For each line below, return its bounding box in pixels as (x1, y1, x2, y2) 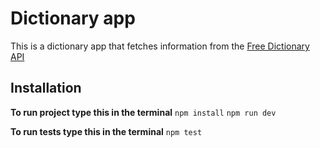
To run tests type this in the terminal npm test (10, 125, 203, 137)
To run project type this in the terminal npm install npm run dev (10, 106, 277, 118)
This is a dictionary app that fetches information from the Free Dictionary (10, 40, 310, 52)
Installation (10, 80, 82, 97)
